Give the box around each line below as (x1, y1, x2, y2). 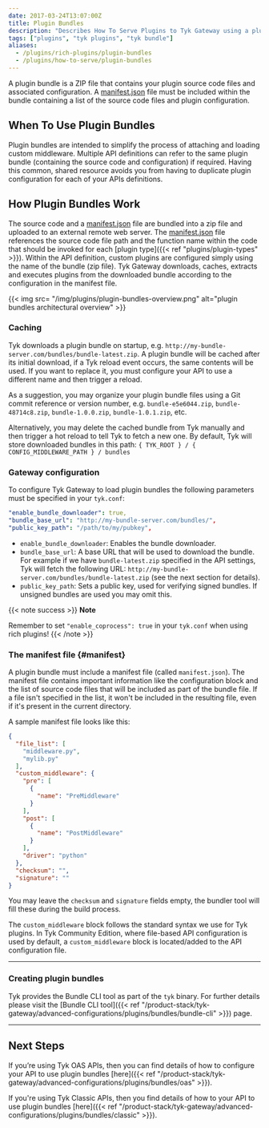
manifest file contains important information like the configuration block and (8, 676, 259, 685)
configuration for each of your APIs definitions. (8, 174, 163, 184)
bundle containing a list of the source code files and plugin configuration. (8, 95, 250, 105)
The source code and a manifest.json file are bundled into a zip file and (8, 218, 243, 228)
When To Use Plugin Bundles (8, 119, 155, 132)
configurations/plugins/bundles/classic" (8, 1110, 140, 1119)
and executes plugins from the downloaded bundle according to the (8, 269, 232, 279)
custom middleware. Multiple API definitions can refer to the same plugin (8, 148, 248, 158)
